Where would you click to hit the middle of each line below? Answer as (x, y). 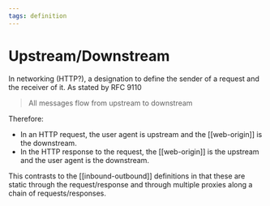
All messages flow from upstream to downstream (110, 103)
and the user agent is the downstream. (85, 160)
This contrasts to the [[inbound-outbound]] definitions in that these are (127, 176)
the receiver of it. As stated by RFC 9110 (75, 87)
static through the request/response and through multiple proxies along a (131, 184)
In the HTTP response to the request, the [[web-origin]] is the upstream (139, 152)
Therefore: (26, 118)
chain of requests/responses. (58, 193)
